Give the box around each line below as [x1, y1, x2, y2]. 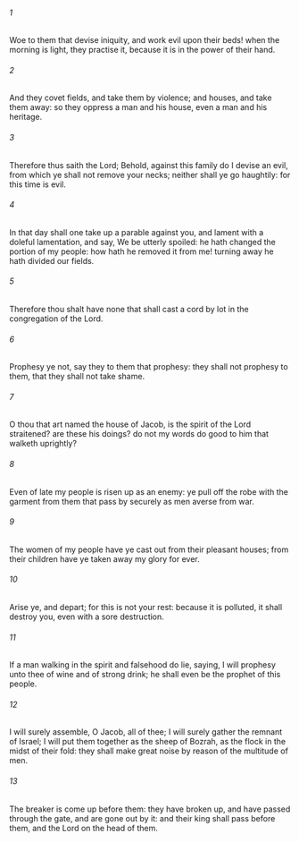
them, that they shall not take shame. [9, 371, 145, 382]
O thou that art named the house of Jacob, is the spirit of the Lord [9, 419, 252, 430]
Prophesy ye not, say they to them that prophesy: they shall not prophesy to [9, 361, 288, 372]
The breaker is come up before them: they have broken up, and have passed [9, 804, 291, 814]
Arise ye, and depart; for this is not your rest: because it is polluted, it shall [9, 602, 283, 613]
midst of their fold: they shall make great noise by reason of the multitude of [9, 745, 288, 756]
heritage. [9, 112, 43, 123]
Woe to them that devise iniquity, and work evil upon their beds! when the [9, 35, 280, 46]
